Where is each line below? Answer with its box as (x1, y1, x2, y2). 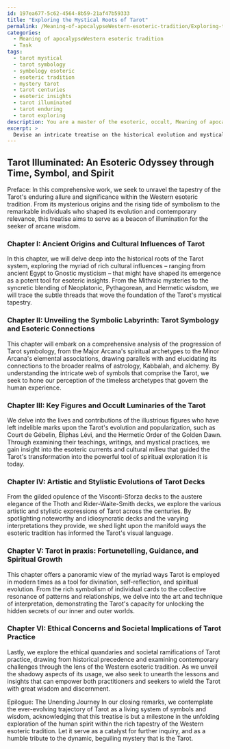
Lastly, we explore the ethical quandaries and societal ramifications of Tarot (7, 647, 220, 656)
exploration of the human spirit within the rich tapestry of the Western (7, 720, 204, 728)
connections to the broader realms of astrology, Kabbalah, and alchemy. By (7, 361, 220, 370)
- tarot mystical (13, 55, 63, 62)
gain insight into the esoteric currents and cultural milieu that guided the (7, 445, 210, 453)
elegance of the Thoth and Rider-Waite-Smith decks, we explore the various (7, 500, 222, 508)
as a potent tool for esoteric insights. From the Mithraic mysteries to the (7, 276, 209, 285)
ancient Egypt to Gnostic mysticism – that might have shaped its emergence (7, 269, 221, 278)
